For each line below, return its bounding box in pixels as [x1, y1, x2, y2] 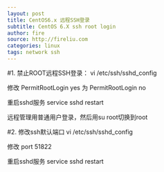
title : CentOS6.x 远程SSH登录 [7, 17, 90, 24]
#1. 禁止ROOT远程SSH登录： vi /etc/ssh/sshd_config [7, 69, 157, 77]
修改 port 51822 [7, 142, 52, 150]
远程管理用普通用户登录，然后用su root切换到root [7, 112, 148, 121]
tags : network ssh [7, 49, 60, 56]
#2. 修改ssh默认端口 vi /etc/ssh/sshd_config [7, 128, 134, 136]
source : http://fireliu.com [7, 36, 89, 43]
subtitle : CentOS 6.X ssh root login [7, 23, 116, 30]
